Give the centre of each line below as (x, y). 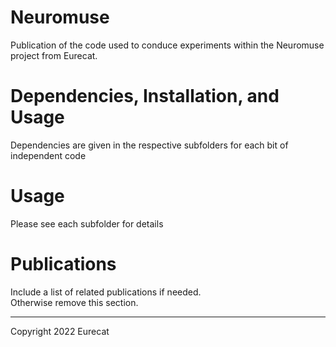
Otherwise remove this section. (74, 302)
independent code (48, 155)
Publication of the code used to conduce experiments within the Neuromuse (167, 45)
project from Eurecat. (54, 55)
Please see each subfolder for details (87, 223)
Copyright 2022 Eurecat (60, 331)
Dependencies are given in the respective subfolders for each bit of (149, 145)
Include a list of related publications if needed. (106, 292)
